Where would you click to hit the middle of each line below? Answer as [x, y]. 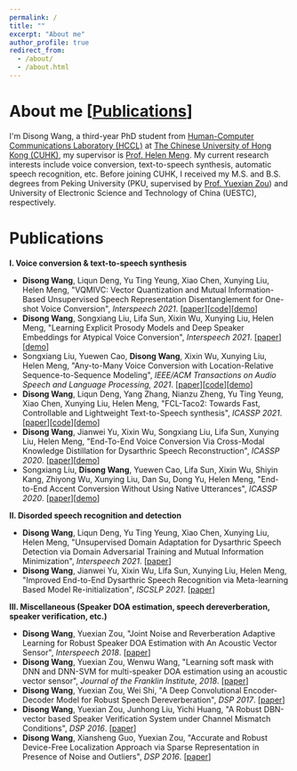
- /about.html [43, 68]
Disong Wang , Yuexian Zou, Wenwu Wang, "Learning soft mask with [148, 661]
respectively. [32, 202]
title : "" [28, 26]
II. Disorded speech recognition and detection [96, 515]
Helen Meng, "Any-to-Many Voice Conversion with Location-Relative [148, 365]
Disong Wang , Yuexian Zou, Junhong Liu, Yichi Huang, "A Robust [142, 709]
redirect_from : [37, 51]
